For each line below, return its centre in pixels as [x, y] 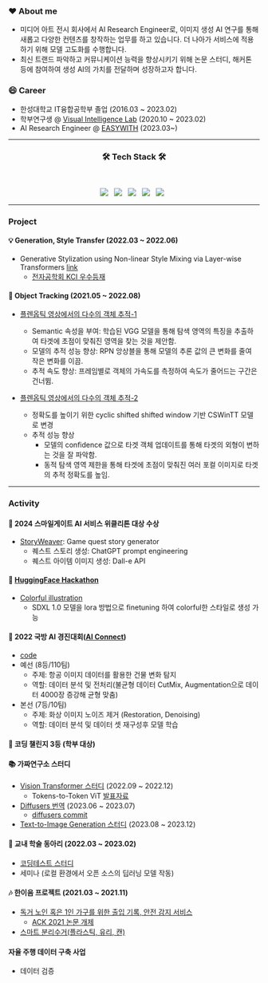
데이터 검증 [37, 971]
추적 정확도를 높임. [81, 475]
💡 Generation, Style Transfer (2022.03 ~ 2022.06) [93, 240]
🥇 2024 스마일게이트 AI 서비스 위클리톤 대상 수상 [84, 523]
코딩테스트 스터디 [47, 863]
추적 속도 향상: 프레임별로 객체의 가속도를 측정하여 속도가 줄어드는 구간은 [144, 371]
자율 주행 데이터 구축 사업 [47, 952]
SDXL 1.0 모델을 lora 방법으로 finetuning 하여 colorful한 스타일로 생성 [141, 607]
